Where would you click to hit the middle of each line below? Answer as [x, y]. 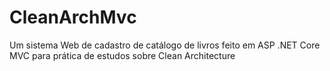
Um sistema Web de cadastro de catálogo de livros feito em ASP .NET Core [165, 45]
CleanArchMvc [73, 17]
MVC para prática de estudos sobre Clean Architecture [122, 55]
